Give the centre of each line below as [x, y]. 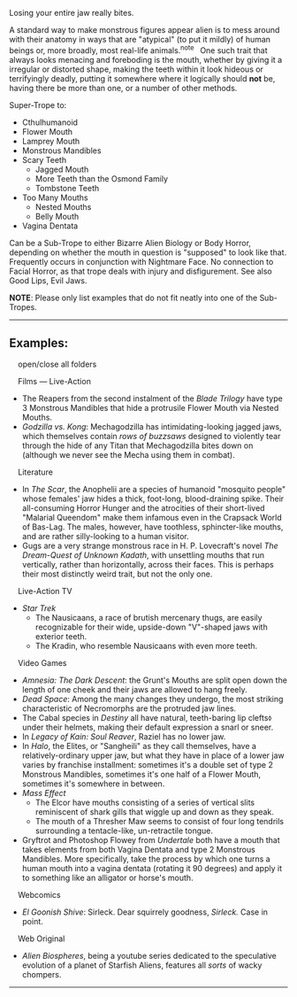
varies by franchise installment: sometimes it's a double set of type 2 [148, 765]
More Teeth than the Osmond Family [102, 178]
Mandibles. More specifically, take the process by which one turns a [146, 859]
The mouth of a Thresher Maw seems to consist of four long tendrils [160, 822]
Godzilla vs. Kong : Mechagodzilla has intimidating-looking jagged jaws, [152, 427]
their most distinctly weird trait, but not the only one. [117, 574]
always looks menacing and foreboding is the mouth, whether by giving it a [146, 59]
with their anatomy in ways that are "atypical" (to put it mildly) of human [140, 39]
